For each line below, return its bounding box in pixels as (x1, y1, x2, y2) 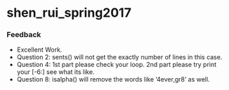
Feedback (6, 30, 41, 40)
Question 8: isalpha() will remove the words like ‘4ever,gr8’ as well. (16, 75, 210, 84)
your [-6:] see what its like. (16, 68, 95, 76)
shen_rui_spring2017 (6, 5, 131, 21)
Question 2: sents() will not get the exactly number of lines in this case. (16, 53, 223, 61)
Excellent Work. (16, 45, 63, 54)
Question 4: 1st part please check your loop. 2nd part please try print (16, 61, 217, 69)
